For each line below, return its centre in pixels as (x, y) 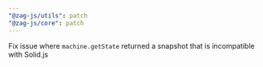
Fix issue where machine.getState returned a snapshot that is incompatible (131, 45)
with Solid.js (28, 54)
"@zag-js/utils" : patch (48, 16)
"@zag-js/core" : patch (46, 23)
